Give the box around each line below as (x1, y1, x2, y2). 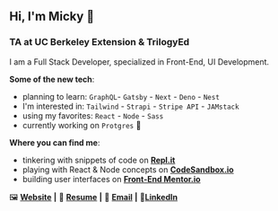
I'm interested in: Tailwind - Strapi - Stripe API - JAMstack (22, 101, 239, 111)
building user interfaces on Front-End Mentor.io (22, 173, 201, 184)
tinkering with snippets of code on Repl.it (22, 154, 176, 165)
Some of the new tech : (9, 74, 95, 84)
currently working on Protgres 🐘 (22, 119, 142, 130)
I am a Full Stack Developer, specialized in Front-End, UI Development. (9, 56, 270, 67)
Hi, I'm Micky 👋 (9, 9, 95, 24)
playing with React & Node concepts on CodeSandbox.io (22, 163, 235, 175)
